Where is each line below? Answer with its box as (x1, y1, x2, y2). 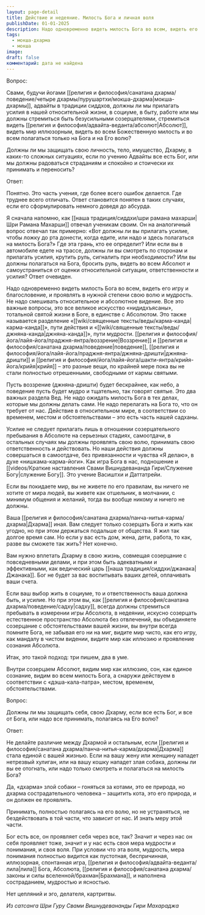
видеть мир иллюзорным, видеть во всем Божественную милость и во (6, 128, 193, 135)
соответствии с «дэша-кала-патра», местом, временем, (6, 678, 154, 686)
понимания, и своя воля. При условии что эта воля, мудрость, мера (6, 845, 185, 853)
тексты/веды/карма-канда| (120, 317, 192, 324)
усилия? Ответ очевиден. (6, 273, 73, 280)
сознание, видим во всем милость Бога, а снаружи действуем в (6, 672, 175, 679)
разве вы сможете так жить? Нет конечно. (6, 539, 118, 547)
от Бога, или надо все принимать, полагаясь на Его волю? (6, 715, 159, 722)
